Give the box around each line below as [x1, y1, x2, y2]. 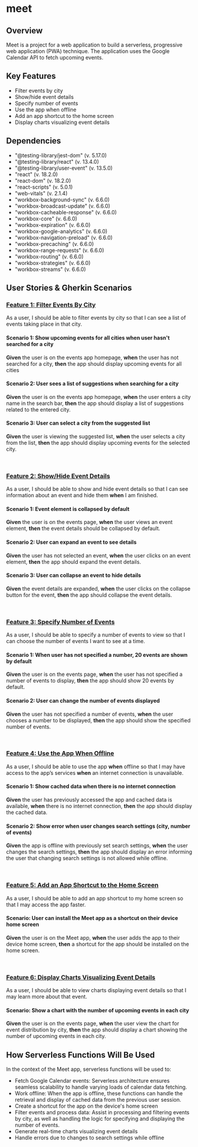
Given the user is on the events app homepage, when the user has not [6, 354, 179, 361]
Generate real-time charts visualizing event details [14, 1128, 138, 1135]
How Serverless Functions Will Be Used [6, 1050, 155, 1060]
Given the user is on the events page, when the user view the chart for [6, 1020, 180, 1027]
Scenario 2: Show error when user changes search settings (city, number [6, 822, 191, 830]
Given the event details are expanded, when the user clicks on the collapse [6, 585, 191, 592]
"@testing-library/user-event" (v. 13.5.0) [14, 164, 113, 172]
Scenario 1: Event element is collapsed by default [6, 505, 130, 512]
